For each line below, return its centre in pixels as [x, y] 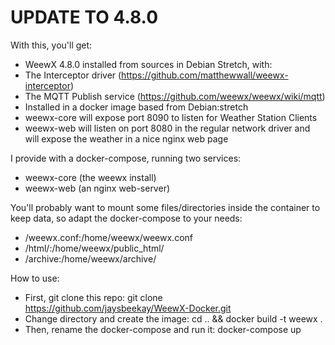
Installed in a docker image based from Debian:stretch [136, 107]
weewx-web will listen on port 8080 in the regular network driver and [167, 128]
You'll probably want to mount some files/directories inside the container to [165, 207]
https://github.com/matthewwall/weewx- [205, 75]
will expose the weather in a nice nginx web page [126, 138]
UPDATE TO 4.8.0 [84, 17]
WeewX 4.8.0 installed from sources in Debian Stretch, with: [148, 64]
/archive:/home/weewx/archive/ [90, 258]
